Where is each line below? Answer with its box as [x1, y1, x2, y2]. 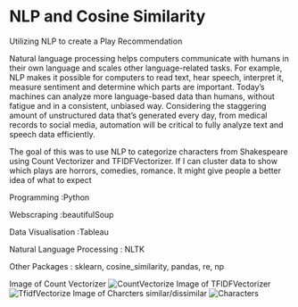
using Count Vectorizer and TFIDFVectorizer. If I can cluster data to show [9, 155, 278, 166]
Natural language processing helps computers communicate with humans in [9, 53, 290, 63]
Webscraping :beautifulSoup [9, 209, 114, 220]
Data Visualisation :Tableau [9, 226, 109, 237]
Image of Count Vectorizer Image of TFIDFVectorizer [9, 278, 271, 289]
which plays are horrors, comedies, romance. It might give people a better [9, 165, 282, 176]
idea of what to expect [9, 174, 92, 185]
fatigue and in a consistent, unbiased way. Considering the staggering [9, 100, 267, 111]
